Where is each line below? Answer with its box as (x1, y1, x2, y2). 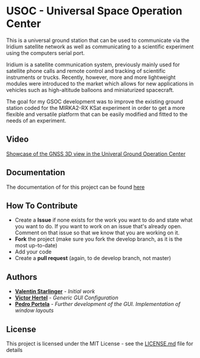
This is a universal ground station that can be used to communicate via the (6, 36, 190, 44)
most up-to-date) (14, 242, 58, 249)
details (6, 347, 23, 353)
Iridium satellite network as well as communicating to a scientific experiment (6, 43, 194, 50)
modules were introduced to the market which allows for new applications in (6, 79, 194, 87)
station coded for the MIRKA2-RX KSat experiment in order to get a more (6, 104, 185, 111)
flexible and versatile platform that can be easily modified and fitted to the (6, 111, 188, 118)
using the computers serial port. (6, 49, 85, 56)
